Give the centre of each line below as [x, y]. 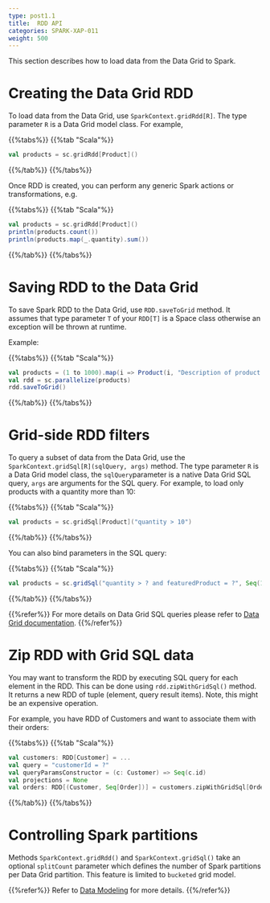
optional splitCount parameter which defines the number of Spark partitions [135, 866]
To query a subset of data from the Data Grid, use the [97, 458]
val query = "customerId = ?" [59, 765]
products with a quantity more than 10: [72, 492]
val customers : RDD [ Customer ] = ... [70, 757]
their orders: [29, 727]
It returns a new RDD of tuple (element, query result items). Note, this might [133, 694]
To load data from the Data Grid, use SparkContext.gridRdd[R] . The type [128, 116]
